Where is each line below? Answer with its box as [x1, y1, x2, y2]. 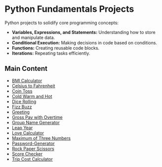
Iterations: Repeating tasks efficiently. [11, 50, 90, 56]
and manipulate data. [11, 34, 55, 40]
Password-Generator [11, 140, 55, 146]
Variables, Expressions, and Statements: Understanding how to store [11, 29, 156, 35]
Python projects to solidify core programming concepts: [4, 20, 119, 26]
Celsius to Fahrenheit [11, 83, 55, 89]
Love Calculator [11, 130, 44, 136]
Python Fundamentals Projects [4, 3, 134, 15]
